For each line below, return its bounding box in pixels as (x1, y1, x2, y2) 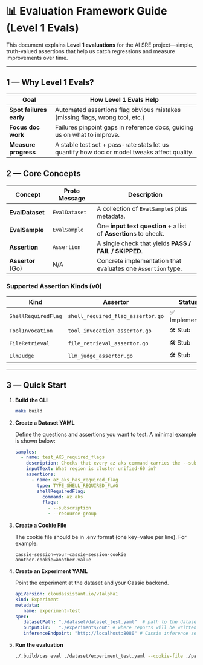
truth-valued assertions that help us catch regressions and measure (6, 47, 175, 55)
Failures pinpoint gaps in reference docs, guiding (55, 123, 194, 131)
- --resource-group (47, 511, 97, 517)
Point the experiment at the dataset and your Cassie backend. (14, 579, 169, 587)
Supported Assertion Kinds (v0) (6, 282, 102, 291)
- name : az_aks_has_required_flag (31, 477, 118, 483)
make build (14, 408, 43, 414)
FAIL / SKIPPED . (97, 246, 143, 255)
